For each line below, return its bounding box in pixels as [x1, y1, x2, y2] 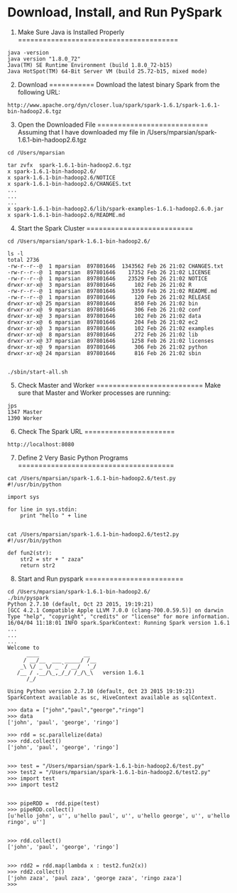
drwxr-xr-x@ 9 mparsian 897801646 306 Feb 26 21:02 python [7, 343, 208, 351]
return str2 [20, 561, 55, 569]
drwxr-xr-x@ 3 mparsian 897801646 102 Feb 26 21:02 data [7, 312, 202, 319]
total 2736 [7, 256, 40, 263]
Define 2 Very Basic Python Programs [17, 453, 128, 462]
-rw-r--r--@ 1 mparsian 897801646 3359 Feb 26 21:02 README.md [7, 287, 218, 295]
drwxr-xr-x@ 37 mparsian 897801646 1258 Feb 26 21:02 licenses [7, 337, 214, 344]
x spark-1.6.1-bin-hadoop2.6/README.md [7, 211, 126, 218]
